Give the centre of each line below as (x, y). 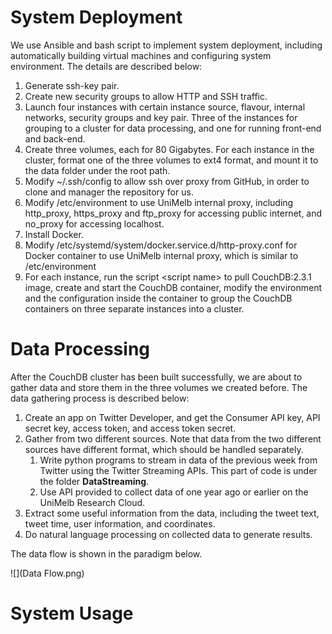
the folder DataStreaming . (94, 481)
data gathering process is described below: (100, 398)
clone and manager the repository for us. (109, 192)
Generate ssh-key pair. (72, 85)
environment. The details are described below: (106, 66)
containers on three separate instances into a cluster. (134, 308)
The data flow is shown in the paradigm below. (106, 553)
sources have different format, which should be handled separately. (164, 449)
